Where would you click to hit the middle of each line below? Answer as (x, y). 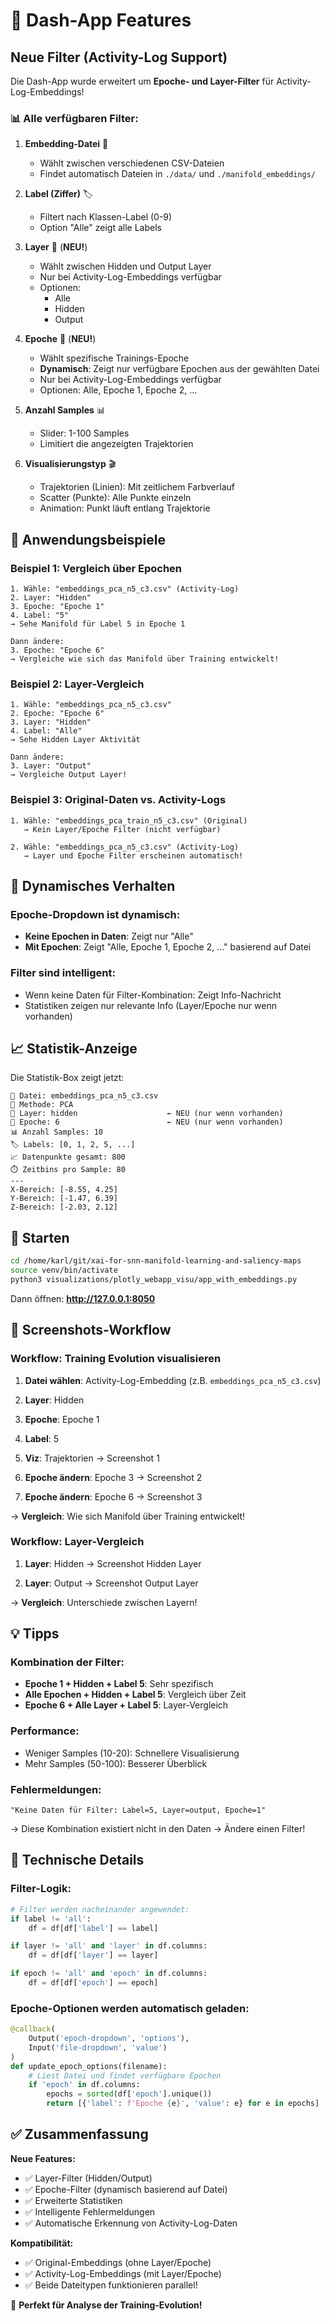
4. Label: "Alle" (46, 731)
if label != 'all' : (51, 1919)
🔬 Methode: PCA (42, 1105)
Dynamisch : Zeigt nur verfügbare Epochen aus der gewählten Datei (179, 369)
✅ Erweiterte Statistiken (73, 2200)
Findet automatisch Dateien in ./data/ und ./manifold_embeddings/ (178, 174)
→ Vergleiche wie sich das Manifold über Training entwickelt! (145, 659)
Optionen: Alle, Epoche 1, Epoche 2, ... (118, 390)
